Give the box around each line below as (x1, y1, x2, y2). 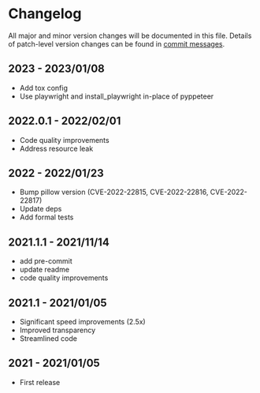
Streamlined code (19, 334, 77, 343)
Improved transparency (19, 325, 96, 335)
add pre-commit (19, 256, 72, 266)
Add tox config (19, 83, 69, 92)
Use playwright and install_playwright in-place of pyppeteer (19, 92, 214, 101)
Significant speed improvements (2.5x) (19, 317, 146, 326)
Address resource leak (19, 144, 94, 153)
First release (19, 377, 61, 387)
